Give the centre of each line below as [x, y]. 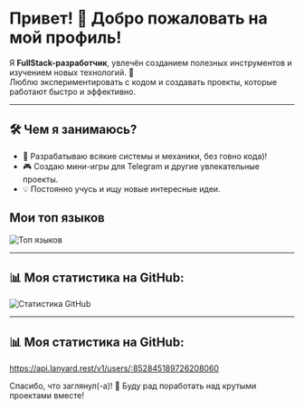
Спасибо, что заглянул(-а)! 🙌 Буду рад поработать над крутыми [133, 386]
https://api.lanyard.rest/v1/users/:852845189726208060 [114, 368]
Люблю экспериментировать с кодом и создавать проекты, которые [143, 81]
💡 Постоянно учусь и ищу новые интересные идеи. [121, 188]
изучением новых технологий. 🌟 [71, 72]
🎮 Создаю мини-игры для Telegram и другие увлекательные [141, 166]
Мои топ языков [57, 218]
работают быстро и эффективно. [72, 91]
